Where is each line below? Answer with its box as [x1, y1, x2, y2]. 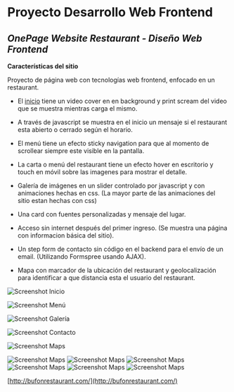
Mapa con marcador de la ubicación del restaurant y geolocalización [17, 266, 216, 274]
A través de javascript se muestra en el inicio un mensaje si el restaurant [17, 118, 228, 126]
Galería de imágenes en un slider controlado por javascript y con [17, 181, 205, 190]
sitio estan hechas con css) [17, 197, 97, 204]
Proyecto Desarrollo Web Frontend [7, 4, 213, 20]
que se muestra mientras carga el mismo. [17, 104, 138, 113]
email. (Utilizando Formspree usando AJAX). [17, 252, 146, 261]
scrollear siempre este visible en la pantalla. [17, 147, 145, 155]
